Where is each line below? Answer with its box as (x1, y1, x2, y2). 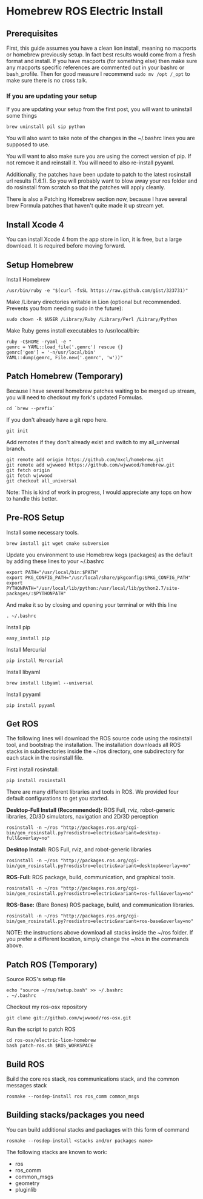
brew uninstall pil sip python (6, 124, 85, 130)
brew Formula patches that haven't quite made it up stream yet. (6, 202, 165, 209)
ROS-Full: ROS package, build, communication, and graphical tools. (6, 874, 176, 881)
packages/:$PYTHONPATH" (6, 590, 67, 596)
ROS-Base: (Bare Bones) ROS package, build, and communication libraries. (6, 901, 195, 908)
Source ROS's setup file (6, 976, 66, 983)
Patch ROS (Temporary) (6, 959, 98, 970)
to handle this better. (6, 495, 58, 502)
